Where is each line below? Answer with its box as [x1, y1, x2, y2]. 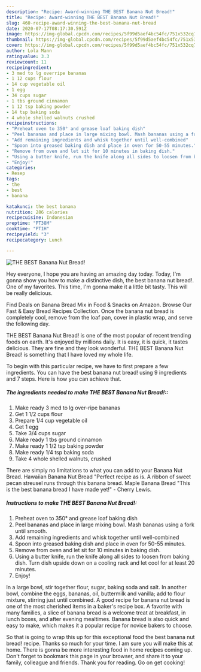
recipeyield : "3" [6, 231, 50, 237]
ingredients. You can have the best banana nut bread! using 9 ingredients [6, 369, 187, 376]
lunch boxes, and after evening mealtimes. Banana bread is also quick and [6, 615, 190, 622]
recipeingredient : [6, 64, 52, 71]
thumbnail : [6, 37, 33, 43]
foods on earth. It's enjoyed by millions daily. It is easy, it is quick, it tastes [6, 338, 188, 345]
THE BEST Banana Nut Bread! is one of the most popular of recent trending [6, 332, 191, 339]
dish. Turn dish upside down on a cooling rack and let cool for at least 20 [14, 559, 195, 566]
